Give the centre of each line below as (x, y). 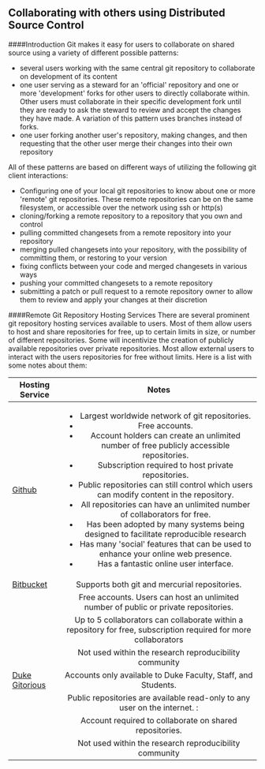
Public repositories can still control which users (166, 484)
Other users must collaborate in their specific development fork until (131, 101)
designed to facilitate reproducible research (166, 534)
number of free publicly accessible (166, 445)
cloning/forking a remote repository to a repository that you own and (131, 215)
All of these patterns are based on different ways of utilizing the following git (132, 167)
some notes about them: (48, 365)
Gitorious (29, 685)
